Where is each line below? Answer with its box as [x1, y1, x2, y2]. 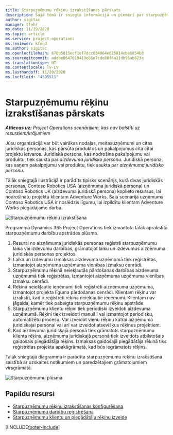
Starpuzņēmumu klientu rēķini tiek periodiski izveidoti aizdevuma [12, 305, 151, 312]
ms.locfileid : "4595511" [5, 75, 59, 80]
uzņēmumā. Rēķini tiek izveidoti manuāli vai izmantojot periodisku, [12, 311, 153, 317]
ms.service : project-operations [5, 37, 75, 42]
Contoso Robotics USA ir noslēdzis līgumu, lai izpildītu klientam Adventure [5, 199, 163, 205]
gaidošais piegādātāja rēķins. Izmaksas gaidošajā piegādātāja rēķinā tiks [12, 338, 167, 345]
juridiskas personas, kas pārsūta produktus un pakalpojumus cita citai [5, 145, 153, 152]
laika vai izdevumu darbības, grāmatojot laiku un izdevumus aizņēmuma [12, 245, 166, 251]
